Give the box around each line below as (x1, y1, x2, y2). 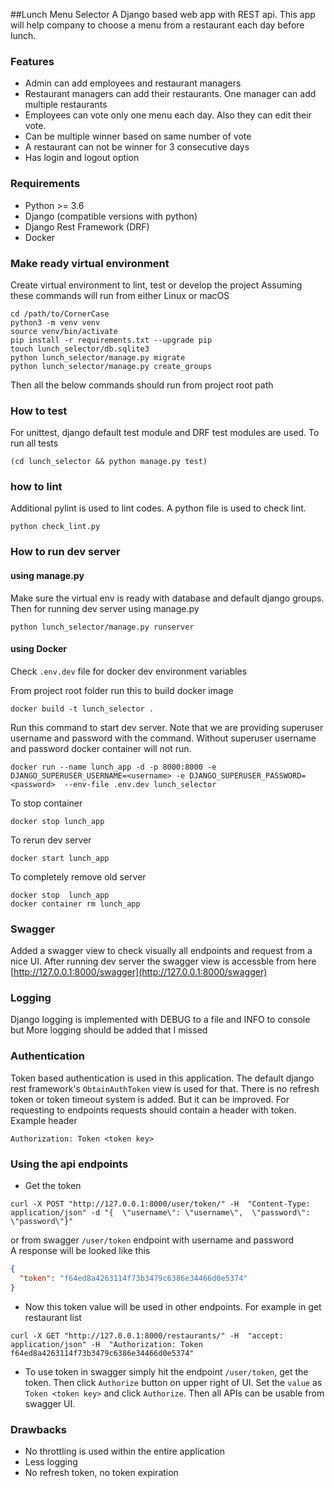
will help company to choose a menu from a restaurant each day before (10, 19, 305, 31)
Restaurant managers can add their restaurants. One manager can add (24, 88, 317, 100)
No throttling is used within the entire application (24, 1445, 225, 1457)
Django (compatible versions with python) (24, 210, 198, 222)
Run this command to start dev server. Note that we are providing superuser (10, 721, 324, 733)
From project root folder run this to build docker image (10, 684, 234, 696)
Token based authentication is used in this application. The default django (10, 1072, 315, 1084)
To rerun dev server (10, 834, 92, 846)
